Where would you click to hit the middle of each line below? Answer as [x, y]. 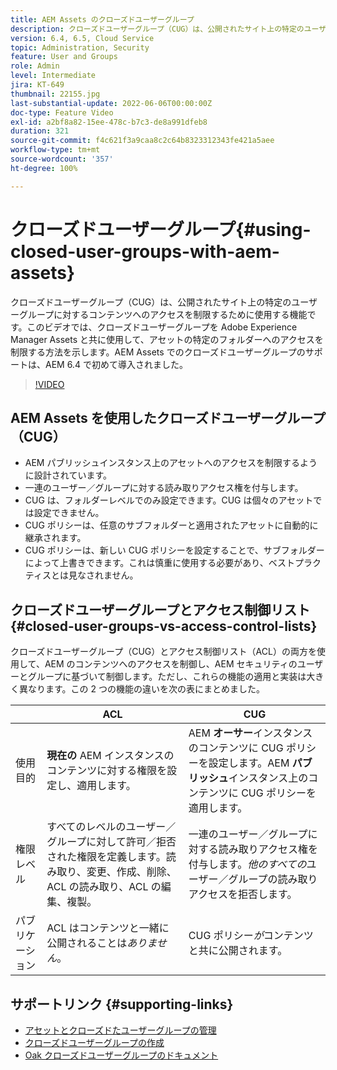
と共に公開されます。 [238, 951]
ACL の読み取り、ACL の [104, 887]
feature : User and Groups [64, 57]
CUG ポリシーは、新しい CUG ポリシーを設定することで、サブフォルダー [174, 550]
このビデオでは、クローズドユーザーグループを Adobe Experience [162, 327]
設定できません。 [69, 513]
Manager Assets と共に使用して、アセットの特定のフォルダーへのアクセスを [167, 339]
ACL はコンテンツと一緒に [108, 928]
